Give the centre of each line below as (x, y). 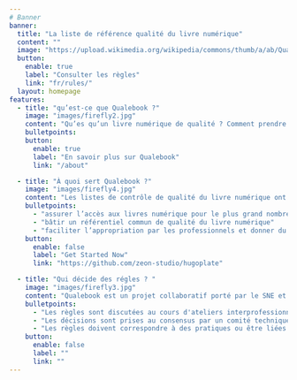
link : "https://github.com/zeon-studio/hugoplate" (128, 263)
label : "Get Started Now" (80, 255)
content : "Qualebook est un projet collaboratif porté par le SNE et (156, 296)
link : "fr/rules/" (59, 83)
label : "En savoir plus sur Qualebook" (106, 157)
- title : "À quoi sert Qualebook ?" (84, 181)
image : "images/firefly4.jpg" (81, 190)
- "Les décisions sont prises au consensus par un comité (141, 320)
